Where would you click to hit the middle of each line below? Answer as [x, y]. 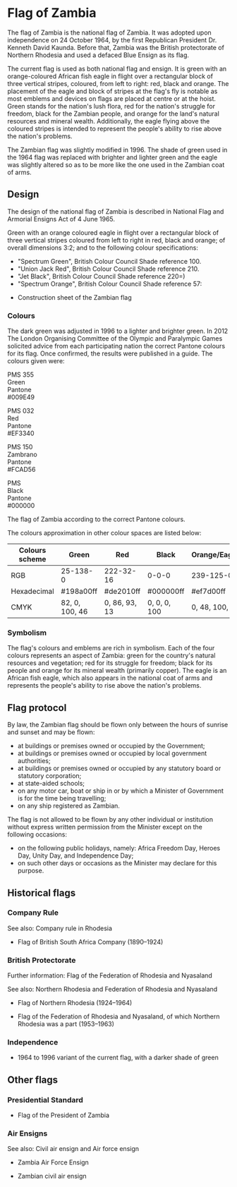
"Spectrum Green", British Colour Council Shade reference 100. [109, 261]
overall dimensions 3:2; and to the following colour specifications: [103, 248]
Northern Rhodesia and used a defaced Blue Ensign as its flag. [98, 55]
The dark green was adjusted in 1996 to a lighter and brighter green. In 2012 [118, 331]
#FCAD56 [22, 470]
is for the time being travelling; [62, 798]
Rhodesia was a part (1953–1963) [66, 1024]
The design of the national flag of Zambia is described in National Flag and [116, 211]
